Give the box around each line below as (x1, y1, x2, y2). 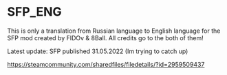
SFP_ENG (7, 4, 62, 20)
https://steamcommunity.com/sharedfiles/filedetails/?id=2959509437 (7, 60, 205, 68)
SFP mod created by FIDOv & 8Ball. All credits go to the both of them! (7, 33, 204, 42)
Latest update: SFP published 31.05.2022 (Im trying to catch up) (7, 47, 188, 55)
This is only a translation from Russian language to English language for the (7, 27, 221, 35)
